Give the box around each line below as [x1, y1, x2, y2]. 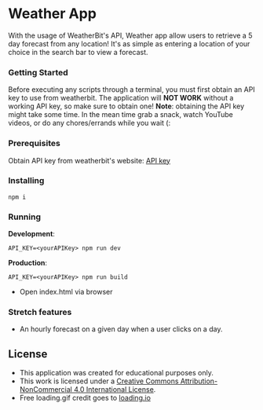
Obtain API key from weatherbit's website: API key [8, 156, 171, 165]
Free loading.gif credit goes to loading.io [19, 394, 152, 403]
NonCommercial [19, 385, 72, 394]
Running [8, 211, 42, 222]
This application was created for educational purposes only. [19, 368, 214, 378]
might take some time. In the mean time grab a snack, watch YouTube [8, 110, 234, 119]
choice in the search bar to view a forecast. [8, 47, 148, 57]
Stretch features [8, 307, 72, 318]
